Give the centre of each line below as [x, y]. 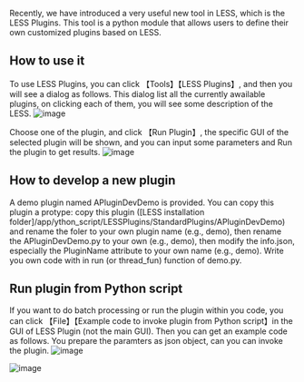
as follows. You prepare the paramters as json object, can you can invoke [146, 341]
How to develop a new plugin [93, 181]
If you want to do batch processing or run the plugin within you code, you [147, 310]
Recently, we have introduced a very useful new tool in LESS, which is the [147, 13]
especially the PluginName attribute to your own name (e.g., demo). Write [147, 250]
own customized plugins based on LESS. [85, 32]
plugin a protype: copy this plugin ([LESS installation [107, 211]
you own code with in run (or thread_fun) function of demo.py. [126, 260]
